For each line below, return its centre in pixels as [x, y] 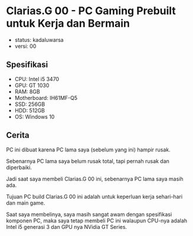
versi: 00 [25, 46]
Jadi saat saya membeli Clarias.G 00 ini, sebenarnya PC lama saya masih [95, 179]
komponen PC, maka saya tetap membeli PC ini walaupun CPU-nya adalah [97, 221]
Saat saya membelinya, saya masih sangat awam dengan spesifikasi [89, 214]
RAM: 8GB [27, 91]
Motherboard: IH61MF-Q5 [46, 98]
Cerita [18, 135]
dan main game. [26, 203]
